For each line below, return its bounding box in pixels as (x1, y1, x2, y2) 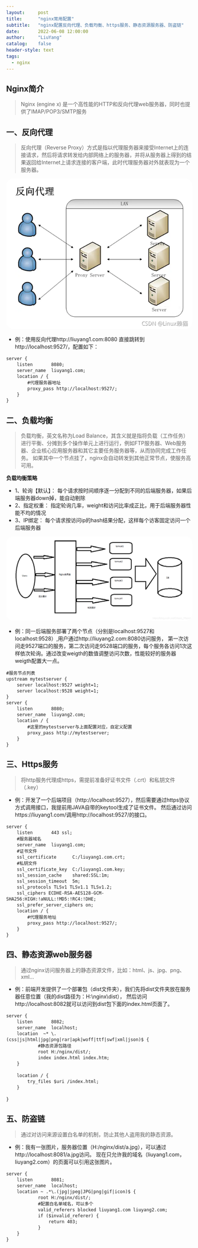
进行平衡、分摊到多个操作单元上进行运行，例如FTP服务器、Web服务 (20, 440, 187, 447)
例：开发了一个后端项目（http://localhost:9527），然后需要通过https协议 (14, 796, 190, 804)
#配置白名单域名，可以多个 (37, 1201, 93, 1207)
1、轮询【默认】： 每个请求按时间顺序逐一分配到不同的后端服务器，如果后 (14, 487, 192, 494)
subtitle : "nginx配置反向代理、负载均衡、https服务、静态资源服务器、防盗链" (6, 22, 184, 28)
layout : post (6, 9, 49, 15)
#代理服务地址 (27, 914, 57, 920)
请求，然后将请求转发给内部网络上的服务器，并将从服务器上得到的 (25, 151, 187, 158)
